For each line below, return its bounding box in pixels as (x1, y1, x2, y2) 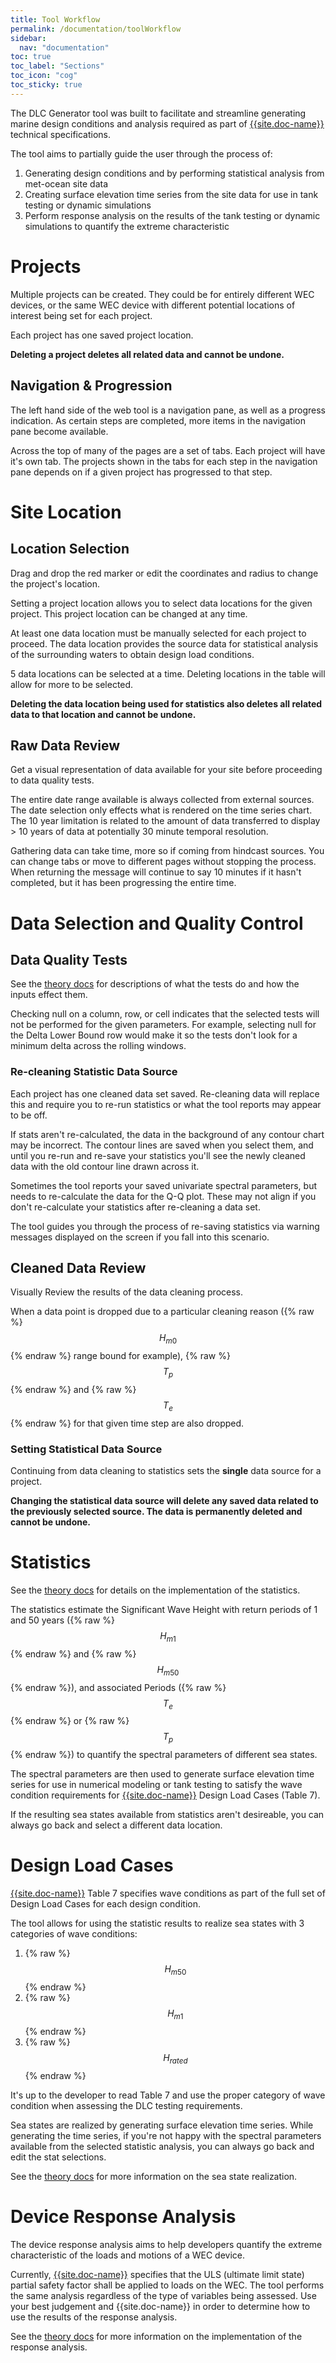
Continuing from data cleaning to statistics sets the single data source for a (10, 1465, 322, 1477)
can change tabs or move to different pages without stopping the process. (10, 856, 317, 868)
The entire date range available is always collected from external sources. (10, 794, 315, 806)
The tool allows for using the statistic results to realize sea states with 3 (10, 1917, 305, 1930)
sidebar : (10, 33, 47, 43)
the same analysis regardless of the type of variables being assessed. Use (10, 2289, 317, 2301)
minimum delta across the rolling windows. (10, 1040, 187, 1052)
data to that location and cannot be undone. (10, 708, 197, 720)
